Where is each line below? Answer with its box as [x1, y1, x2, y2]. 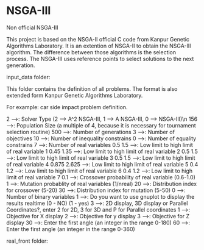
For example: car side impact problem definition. [6, 103, 128, 110]
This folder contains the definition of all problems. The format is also [6, 85, 178, 92]
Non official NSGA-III [6, 24, 58, 31]
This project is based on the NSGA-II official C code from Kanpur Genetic [6, 35, 190, 43]
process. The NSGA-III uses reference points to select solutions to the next [6, 55, 194, 62]
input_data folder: [6, 73, 51, 80]
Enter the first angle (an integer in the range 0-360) [6, 225, 135, 232]
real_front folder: [6, 237, 48, 245]
